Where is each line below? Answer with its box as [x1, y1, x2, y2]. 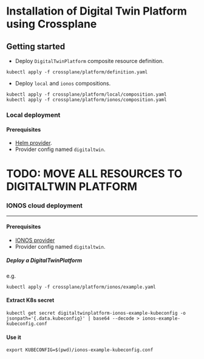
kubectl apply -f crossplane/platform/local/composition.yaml [6, 92, 167, 98]
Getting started [6, 41, 66, 52]
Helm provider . [15, 139, 53, 147]
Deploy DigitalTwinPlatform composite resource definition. [15, 58, 164, 64]
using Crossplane [6, 17, 97, 31]
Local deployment [6, 110, 61, 119]
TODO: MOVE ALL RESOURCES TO [6, 167, 183, 181]
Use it [6, 334, 21, 341]
